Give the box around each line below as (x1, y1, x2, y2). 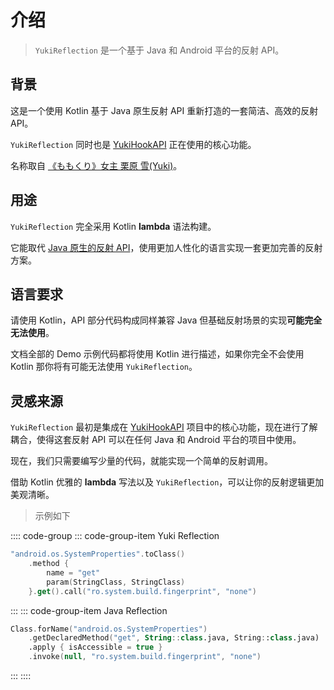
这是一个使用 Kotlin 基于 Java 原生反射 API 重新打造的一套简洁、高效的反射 (10, 104, 319, 116)
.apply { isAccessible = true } (28, 642, 163, 653)
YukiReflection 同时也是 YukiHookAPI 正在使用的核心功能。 (10, 138, 257, 150)
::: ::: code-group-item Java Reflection (10, 604, 168, 616)
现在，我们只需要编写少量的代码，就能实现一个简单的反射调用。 (10, 455, 273, 467)
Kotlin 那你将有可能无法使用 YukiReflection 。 (10, 361, 198, 373)
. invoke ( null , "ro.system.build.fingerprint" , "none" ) (28, 652, 262, 662)
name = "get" (46, 567, 101, 578)
